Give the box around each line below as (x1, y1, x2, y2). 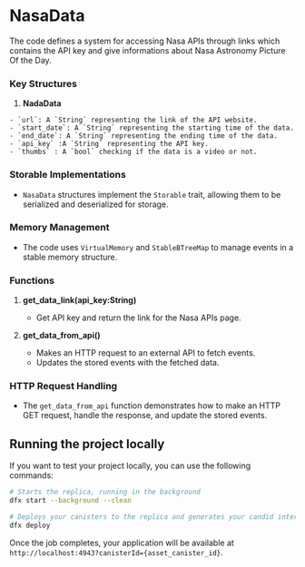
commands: (9, 470, 54, 481)
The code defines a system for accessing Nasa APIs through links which (9, 35, 280, 46)
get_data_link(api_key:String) (22, 295, 137, 306)
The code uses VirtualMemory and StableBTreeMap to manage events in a (22, 241, 294, 252)
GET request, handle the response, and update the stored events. (22, 410, 268, 421)
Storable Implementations (9, 169, 127, 181)
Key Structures (9, 77, 77, 90)
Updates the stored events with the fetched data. (35, 357, 220, 368)
